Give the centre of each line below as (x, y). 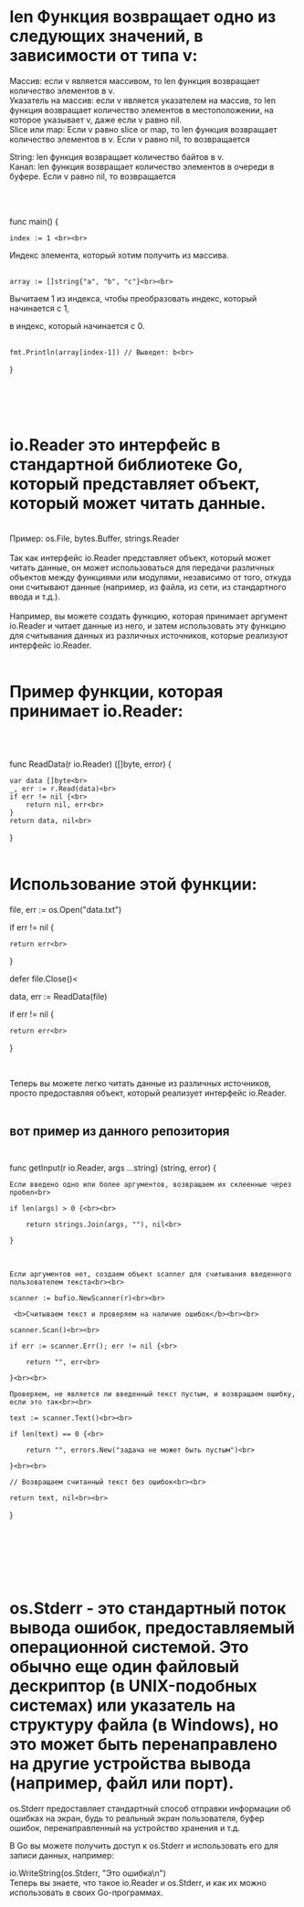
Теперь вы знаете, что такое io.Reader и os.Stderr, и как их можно (138, 1882)
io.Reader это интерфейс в (115, 445)
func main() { (34, 221)
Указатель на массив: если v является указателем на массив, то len (143, 100)
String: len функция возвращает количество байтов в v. (117, 156)
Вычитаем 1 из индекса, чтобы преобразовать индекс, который (133, 298)
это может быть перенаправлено (144, 1744)
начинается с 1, (40, 308)
